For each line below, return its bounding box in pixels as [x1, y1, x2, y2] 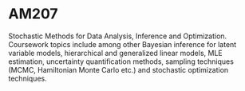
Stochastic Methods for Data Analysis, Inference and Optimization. [8, 31, 227, 41]
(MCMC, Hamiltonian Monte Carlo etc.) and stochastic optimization [8, 65, 229, 74]
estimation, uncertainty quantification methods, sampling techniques [8, 57, 234, 66]
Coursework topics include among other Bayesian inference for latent [8, 39, 237, 49]
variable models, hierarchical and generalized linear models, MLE [8, 48, 223, 57]
